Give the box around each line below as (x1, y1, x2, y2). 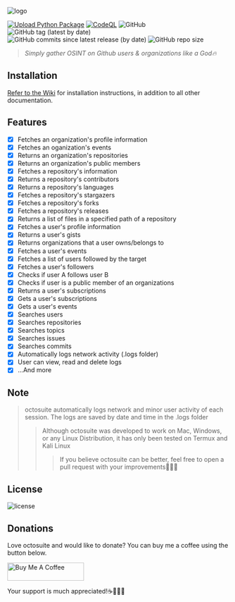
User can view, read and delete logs (17, 358, 122, 367)
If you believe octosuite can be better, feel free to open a (59, 455, 224, 464)
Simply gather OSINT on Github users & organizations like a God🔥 (24, 49, 217, 57)
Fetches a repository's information (17, 166, 118, 176)
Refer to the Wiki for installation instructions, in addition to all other (7, 88, 201, 97)
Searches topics (17, 326, 65, 335)
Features (7, 116, 47, 128)
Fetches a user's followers (17, 262, 94, 271)
